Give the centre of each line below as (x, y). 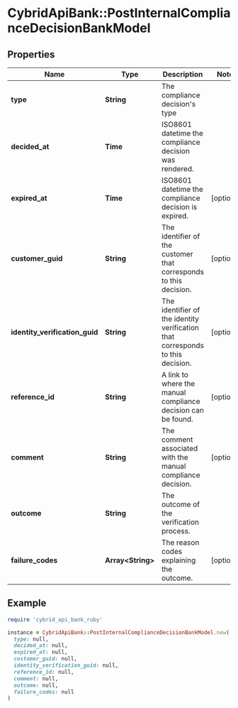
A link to (175, 375)
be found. (177, 419)
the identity (181, 319)
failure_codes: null (44, 692)
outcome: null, (36, 685)
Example (27, 603)
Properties (31, 54)
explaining (179, 560)
